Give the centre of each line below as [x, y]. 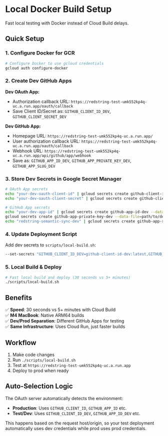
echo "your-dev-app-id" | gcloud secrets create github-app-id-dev [77, 212]
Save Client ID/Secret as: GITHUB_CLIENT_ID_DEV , [61, 111]
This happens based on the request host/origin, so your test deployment [80, 423]
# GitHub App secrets [28, 207]
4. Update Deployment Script [41, 234]
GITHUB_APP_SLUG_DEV [34, 166]
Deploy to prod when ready [40, 370]
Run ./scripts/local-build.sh [44, 360]
